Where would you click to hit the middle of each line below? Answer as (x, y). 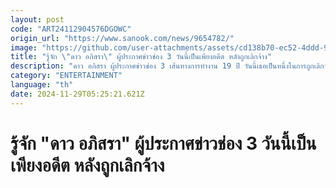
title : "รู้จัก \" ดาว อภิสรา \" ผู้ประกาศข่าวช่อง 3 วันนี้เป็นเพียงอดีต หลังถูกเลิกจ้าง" (141, 57)
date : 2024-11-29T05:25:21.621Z (77, 94)
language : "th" (42, 85)
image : (24, 47)
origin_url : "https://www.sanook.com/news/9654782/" (122, 38)
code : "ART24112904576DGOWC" (71, 29)
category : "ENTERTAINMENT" (66, 76)
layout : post (37, 19)
